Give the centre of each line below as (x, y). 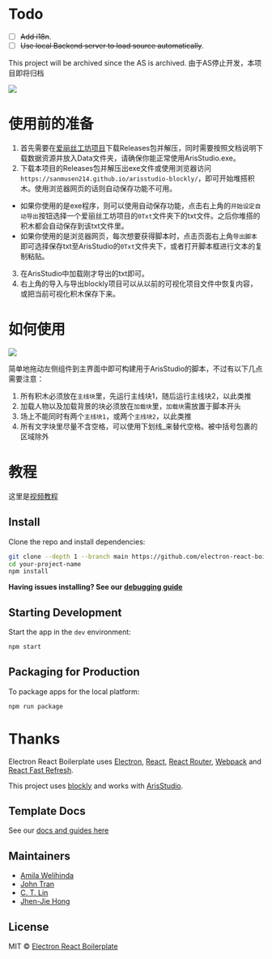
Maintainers (40, 856)
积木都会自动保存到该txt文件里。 (74, 226)
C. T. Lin (34, 893)
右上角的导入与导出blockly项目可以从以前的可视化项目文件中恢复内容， (138, 283)
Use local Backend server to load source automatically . (112, 46)
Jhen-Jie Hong (45, 901)
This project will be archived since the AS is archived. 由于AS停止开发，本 (132, 63)
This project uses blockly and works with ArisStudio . (96, 786)
